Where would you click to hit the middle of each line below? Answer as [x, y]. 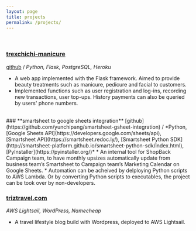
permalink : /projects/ [34, 22]
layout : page [22, 11]
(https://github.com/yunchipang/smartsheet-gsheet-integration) [83, 127]
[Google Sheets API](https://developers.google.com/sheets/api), [84, 133]
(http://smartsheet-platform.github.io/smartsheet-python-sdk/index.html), [95, 145]
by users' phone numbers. [46, 103]
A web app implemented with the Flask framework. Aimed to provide [97, 78]
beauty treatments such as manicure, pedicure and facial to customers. [101, 84]
